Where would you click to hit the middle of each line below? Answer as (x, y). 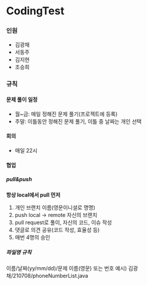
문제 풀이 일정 (22, 99)
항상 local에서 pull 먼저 (33, 195)
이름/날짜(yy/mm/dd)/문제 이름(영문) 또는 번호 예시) (67, 268)
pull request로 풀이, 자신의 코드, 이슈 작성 (63, 222)
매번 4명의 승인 (32, 237)
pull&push (19, 179)
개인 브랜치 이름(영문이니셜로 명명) (55, 207)
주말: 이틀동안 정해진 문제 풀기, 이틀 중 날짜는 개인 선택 (78, 121)
